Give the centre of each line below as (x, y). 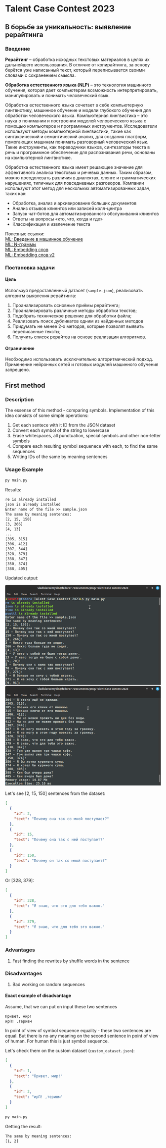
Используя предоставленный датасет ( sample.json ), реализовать (74, 290)
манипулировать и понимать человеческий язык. (58, 95)
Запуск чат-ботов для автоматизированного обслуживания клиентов (85, 213)
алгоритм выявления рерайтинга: (41, 296)
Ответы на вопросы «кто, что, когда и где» (57, 219)
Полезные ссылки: (25, 234)
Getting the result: (23, 1126)
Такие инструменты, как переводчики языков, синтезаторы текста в (78, 147)
